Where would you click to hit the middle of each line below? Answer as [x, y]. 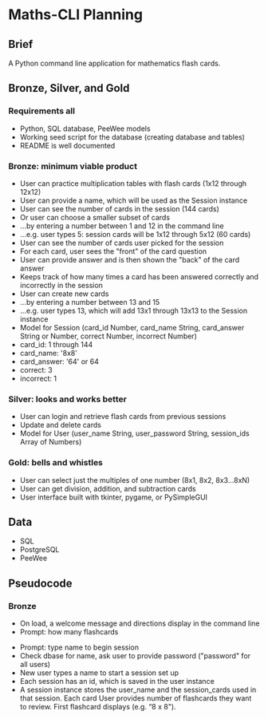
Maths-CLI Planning [76, 15]
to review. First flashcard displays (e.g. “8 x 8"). [98, 707]
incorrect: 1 [38, 378]
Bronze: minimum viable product [73, 166]
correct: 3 [36, 369]
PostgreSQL [39, 550]
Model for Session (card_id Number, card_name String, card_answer [132, 327]
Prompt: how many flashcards [69, 632]
